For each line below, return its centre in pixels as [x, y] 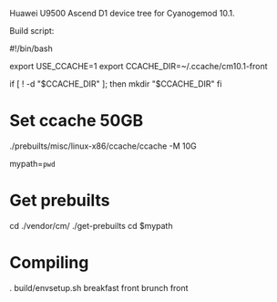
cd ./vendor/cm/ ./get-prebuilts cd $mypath [91, 225]
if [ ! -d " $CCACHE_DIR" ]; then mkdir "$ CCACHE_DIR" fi [116, 84]
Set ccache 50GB [77, 121]
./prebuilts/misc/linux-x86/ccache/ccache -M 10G [103, 146]
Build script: [32, 31]
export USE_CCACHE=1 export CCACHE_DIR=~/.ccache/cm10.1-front [138, 66]
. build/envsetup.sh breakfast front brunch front [99, 287]
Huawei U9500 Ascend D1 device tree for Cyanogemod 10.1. [122, 13]
